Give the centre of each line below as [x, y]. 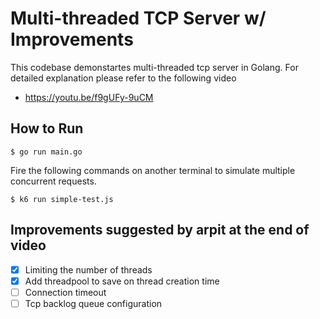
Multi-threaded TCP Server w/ [138, 18]
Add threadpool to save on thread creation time [122, 281]
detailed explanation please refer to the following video [123, 78]
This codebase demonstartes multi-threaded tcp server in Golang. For [154, 67]
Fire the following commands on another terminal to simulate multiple [153, 170]
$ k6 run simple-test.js [62, 199]
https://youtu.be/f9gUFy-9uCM [89, 97]
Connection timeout [65, 292]
